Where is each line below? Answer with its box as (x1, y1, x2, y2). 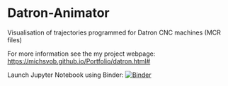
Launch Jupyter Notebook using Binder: (7, 70, 124, 79)
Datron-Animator (7, 5, 110, 21)
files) (7, 35, 23, 44)
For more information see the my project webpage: (7, 49, 156, 58)
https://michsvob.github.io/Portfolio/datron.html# (7, 56, 151, 65)
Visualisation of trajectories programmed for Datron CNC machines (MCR (7, 28, 222, 37)
